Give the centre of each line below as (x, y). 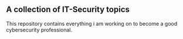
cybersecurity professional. (39, 30)
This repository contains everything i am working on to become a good (92, 23)
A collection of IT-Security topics (68, 10)
